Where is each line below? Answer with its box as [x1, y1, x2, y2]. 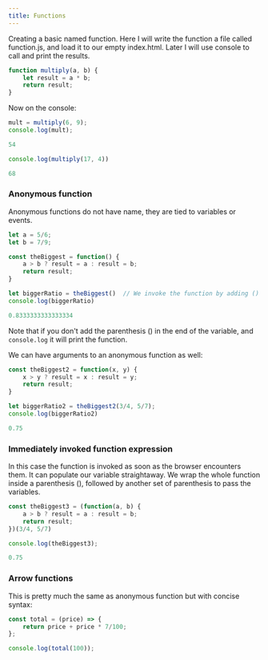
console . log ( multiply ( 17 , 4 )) [8, 155, 110, 163]
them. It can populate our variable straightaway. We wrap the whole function [8, 470, 261, 480]
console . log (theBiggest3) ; [8, 539, 98, 548]
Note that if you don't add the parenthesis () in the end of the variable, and [8, 326, 254, 335]
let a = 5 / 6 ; [8, 230, 52, 239]
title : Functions [8, 11, 66, 20]
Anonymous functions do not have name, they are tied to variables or [8, 206, 236, 217]
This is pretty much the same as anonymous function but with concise [8, 591, 240, 601]
